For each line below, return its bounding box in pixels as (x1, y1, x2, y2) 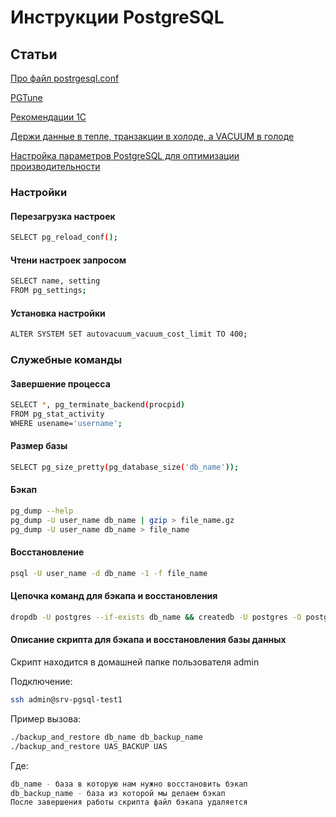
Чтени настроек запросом (10, 254, 127, 266)
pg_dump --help (10, 506, 74, 516)
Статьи (10, 46, 58, 63)
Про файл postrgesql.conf (10, 72, 120, 84)
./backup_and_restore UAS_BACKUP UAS (10, 741, 168, 751)
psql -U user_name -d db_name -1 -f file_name (10, 568, 208, 578)
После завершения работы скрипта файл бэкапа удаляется (10, 797, 248, 808)
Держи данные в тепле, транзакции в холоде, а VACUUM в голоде (10, 131, 295, 142)
